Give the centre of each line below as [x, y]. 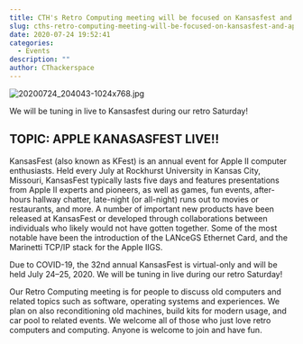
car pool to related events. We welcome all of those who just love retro [140, 320]
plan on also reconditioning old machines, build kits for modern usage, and [148, 311]
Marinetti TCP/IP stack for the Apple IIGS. [86, 247]
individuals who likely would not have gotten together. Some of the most [143, 228]
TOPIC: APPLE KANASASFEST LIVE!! [114, 139]
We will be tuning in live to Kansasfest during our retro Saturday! [129, 111]
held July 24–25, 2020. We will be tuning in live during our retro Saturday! [146, 274]
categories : [32, 43]
